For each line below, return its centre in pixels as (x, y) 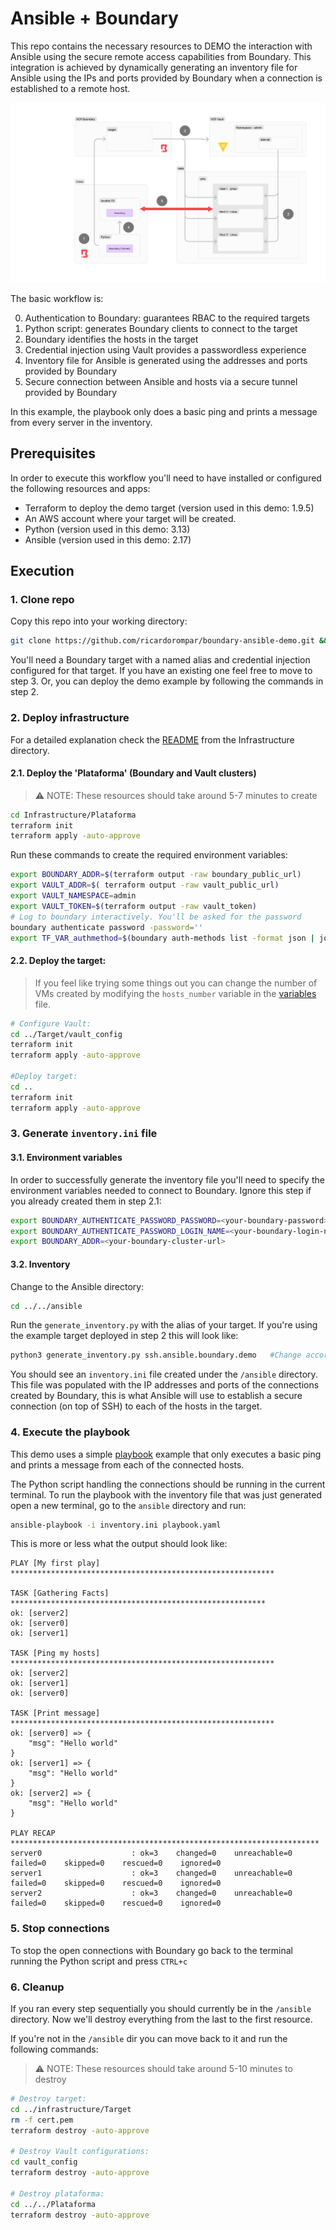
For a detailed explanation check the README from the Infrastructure (152, 739)
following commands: (54, 2049)
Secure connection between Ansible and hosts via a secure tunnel (161, 381)
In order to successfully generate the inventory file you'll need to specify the (167, 1179)
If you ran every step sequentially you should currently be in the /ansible (161, 2009)
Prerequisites (53, 453)
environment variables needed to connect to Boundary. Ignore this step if (161, 1190)
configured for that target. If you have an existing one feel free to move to (161, 671)
